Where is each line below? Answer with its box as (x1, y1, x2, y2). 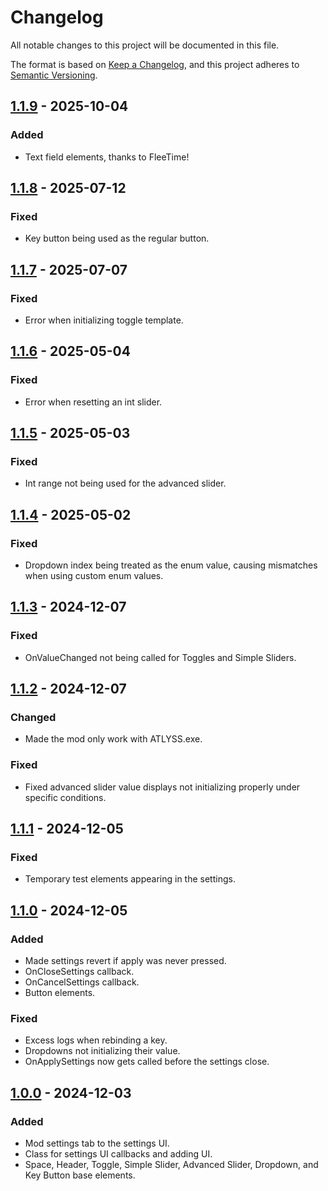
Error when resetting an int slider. (24, 396, 163, 408)
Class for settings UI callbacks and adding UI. (24, 1148, 213, 1160)
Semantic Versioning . (10, 69, 98, 81)
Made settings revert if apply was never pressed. (24, 955, 227, 967)
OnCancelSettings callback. (24, 976, 140, 988)
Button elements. (24, 987, 96, 999)
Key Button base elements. (24, 1169, 136, 1181)
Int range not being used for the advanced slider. (24, 477, 227, 490)
